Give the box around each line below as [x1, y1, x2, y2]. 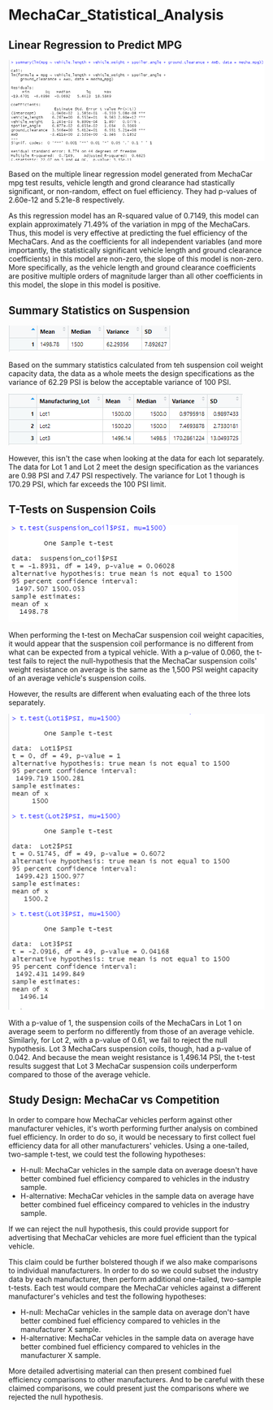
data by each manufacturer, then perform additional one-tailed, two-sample [8, 1274, 262, 1284]
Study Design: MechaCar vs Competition [8, 1093, 220, 1107]
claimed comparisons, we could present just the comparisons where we [8, 1383, 249, 1393]
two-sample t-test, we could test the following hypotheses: [8, 1149, 206, 1159]
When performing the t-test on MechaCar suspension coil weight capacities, [8, 629, 265, 639]
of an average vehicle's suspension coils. [8, 673, 147, 683]
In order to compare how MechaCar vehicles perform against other [8, 1114, 233, 1124]
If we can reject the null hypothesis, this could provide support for [8, 1224, 229, 1234]
